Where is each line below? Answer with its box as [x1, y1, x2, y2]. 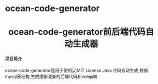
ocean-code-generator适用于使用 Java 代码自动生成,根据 [5, 67, 148, 73]
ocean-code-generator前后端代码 [8, 27, 146, 38]
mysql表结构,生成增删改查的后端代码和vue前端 [5, 73, 98, 79]
